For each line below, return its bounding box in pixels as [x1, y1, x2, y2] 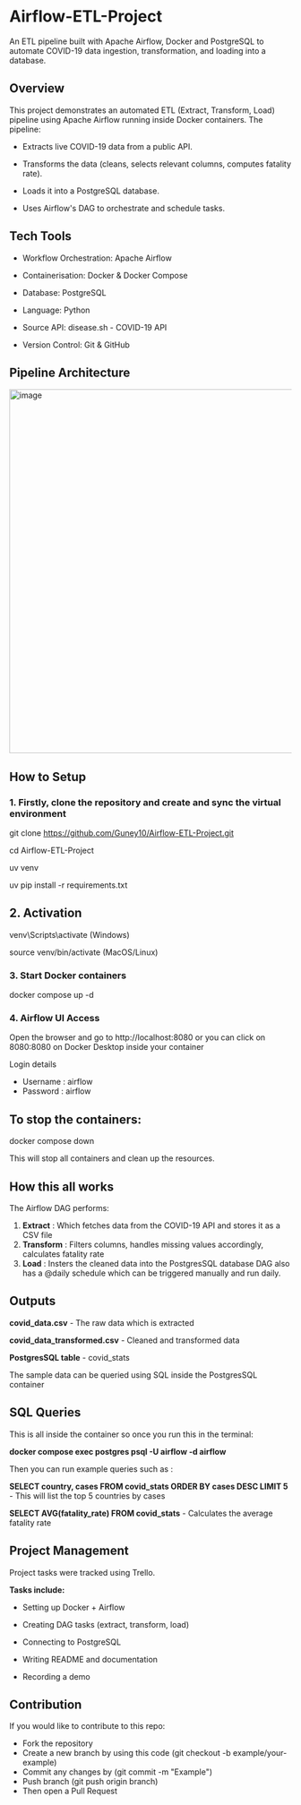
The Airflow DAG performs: [9, 1203, 109, 1214]
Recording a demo [21, 1671, 91, 1681]
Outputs [9, 1294, 56, 1309]
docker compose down [9, 1136, 95, 1147]
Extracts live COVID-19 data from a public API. [21, 141, 193, 151]
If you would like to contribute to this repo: [9, 1721, 166, 1732]
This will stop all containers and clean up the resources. [9, 1153, 215, 1164]
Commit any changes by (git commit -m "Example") [21, 1766, 213, 1777]
